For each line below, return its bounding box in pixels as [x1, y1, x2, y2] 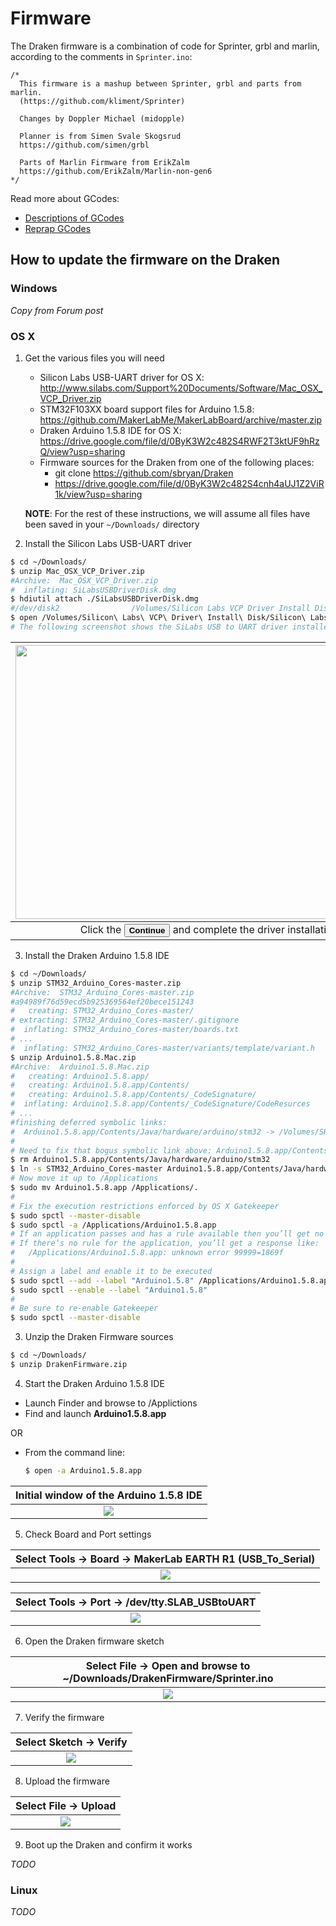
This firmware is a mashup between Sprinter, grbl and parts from [19, 78, 302, 89]
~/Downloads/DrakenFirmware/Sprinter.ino [62, 1671, 274, 1685]
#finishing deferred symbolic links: [10, 1117, 168, 1127]
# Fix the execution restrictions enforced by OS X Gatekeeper [10, 1201, 280, 1211]
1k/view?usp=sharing [54, 488, 143, 500]
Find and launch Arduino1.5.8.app [24, 1407, 167, 1419]
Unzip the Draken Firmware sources [24, 1331, 174, 1343]
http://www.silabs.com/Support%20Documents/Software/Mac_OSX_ [39, 382, 323, 394]
